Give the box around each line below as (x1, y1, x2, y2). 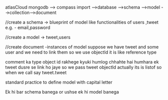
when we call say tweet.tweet (5, 69, 67, 75)
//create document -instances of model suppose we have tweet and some (5, 44, 159, 49)
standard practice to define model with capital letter (5, 79, 113, 85)
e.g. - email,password (5, 24, 50, 30)
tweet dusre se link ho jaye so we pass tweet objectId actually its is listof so (5, 64, 162, 70)
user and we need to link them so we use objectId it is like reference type (5, 49, 157, 55)
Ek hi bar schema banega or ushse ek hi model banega (5, 89, 119, 94)
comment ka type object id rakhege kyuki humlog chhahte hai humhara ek (5, 59, 159, 64)
